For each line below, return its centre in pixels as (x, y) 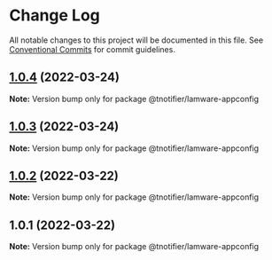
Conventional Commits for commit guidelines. (92, 49)
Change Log (54, 16)
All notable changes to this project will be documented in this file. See (136, 40)
